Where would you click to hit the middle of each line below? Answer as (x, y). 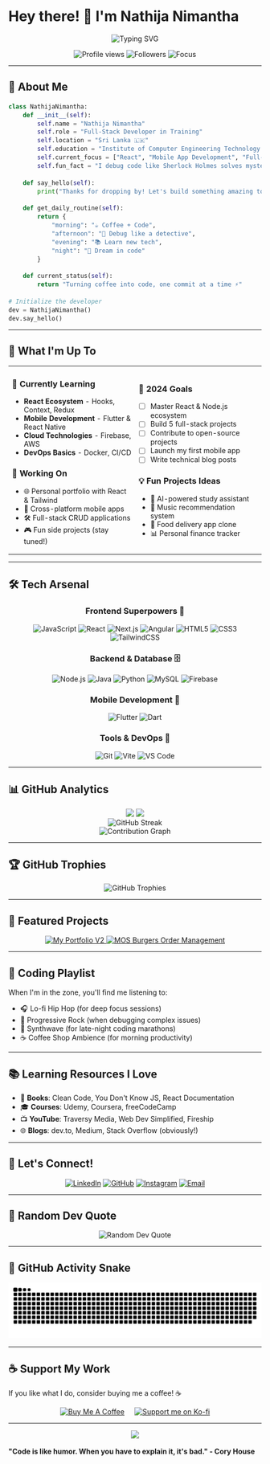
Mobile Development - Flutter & (77, 419)
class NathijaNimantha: (48, 106)
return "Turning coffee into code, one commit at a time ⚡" (140, 284)
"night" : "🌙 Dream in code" (98, 251)
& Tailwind (41, 500)
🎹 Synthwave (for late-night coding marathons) (98, 1028)
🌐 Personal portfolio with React (75, 491)
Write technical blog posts (193, 460)
